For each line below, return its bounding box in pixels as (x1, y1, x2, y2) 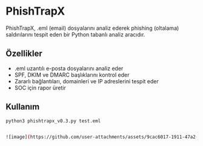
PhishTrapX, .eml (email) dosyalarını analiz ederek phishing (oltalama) (5, 24, 179, 32)
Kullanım (5, 102, 40, 112)
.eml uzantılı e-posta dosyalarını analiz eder (14, 64, 124, 72)
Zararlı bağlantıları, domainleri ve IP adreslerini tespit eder (14, 77, 159, 85)
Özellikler (5, 49, 43, 59)
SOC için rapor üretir (14, 84, 66, 91)
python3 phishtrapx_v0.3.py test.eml (5, 117, 101, 124)
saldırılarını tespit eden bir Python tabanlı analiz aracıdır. (5, 30, 145, 38)
